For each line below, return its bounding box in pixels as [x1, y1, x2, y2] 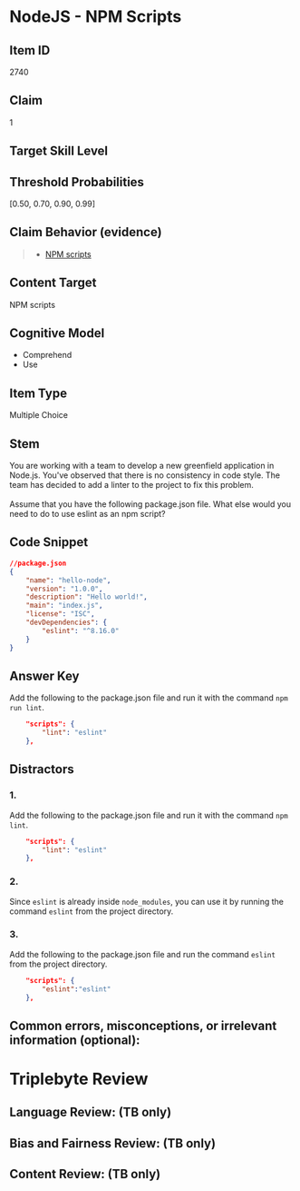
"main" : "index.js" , [25, 601, 103, 610]
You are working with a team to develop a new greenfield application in [9, 461, 275, 471]
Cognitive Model [9, 325, 105, 342]
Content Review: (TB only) [9, 1166, 161, 1182]
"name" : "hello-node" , [25, 575, 111, 585]
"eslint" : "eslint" [42, 984, 111, 994]
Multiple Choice [9, 410, 69, 421]
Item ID [9, 43, 51, 58]
